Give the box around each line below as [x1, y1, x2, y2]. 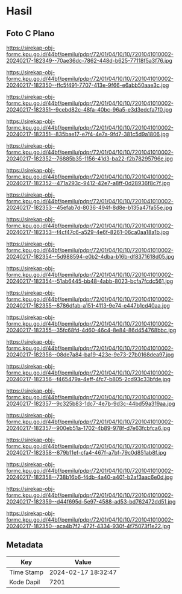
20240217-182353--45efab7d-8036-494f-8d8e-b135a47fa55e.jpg [6, 204, 173, 211]
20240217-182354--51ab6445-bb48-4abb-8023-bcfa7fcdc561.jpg [6, 277, 174, 285]
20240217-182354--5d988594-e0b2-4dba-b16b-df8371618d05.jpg [6, 253, 175, 260]
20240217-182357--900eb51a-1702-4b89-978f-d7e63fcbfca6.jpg [6, 425, 171, 432]
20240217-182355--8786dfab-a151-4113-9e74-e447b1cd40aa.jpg [6, 302, 171, 309]
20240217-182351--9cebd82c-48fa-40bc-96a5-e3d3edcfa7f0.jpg [6, 106, 172, 113]
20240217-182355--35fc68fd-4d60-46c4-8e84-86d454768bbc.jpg [6, 327, 177, 333]
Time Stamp [9, 568, 44, 577]
